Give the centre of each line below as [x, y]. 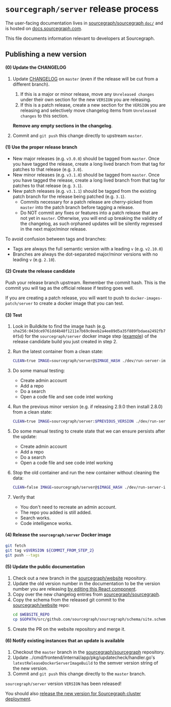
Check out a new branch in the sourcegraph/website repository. [80, 578]
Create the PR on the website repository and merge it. [69, 629]
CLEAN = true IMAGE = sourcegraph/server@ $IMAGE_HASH [66, 361]
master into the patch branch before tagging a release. [77, 207]
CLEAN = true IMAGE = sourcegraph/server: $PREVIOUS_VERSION [73, 421]
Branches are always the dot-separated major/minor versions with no [85, 254]
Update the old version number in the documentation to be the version [86, 583]
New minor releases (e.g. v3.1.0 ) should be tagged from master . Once [86, 174]
